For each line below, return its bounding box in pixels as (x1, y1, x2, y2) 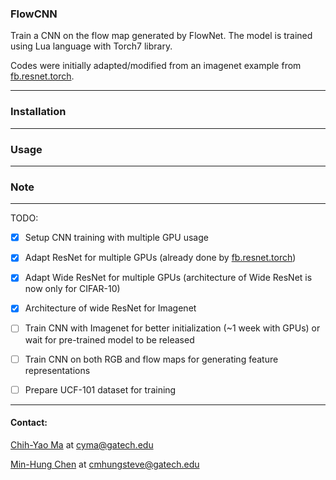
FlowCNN (10, 7, 58, 21)
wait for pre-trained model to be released (24, 333, 195, 346)
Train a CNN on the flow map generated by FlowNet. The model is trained (10, 30, 313, 42)
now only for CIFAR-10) (24, 283, 121, 295)
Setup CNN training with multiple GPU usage (24, 232, 209, 244)
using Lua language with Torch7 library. (10, 40, 173, 52)
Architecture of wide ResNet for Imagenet (24, 302, 197, 314)
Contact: (10, 417, 48, 429)
